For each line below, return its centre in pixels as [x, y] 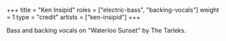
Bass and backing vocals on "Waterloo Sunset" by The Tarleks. [96, 30]
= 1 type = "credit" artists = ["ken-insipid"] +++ [74, 17]
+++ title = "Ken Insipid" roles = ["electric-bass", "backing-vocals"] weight [113, 10]
